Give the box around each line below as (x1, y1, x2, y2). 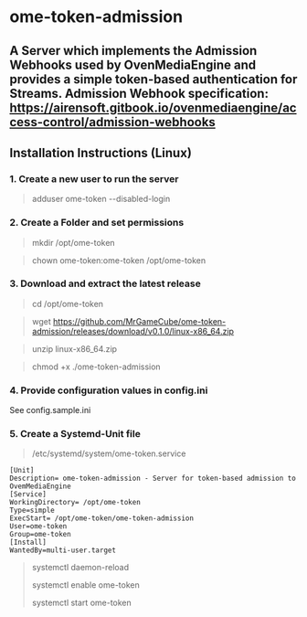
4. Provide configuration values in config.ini (9, 384, 208, 397)
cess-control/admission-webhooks (9, 114, 217, 130)
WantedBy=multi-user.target (9, 546, 117, 555)
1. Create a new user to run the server (9, 172, 179, 185)
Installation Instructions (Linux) (9, 144, 192, 161)
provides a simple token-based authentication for (9, 71, 298, 87)
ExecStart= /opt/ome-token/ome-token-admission (9, 514, 195, 523)
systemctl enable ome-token (31, 580, 140, 590)
